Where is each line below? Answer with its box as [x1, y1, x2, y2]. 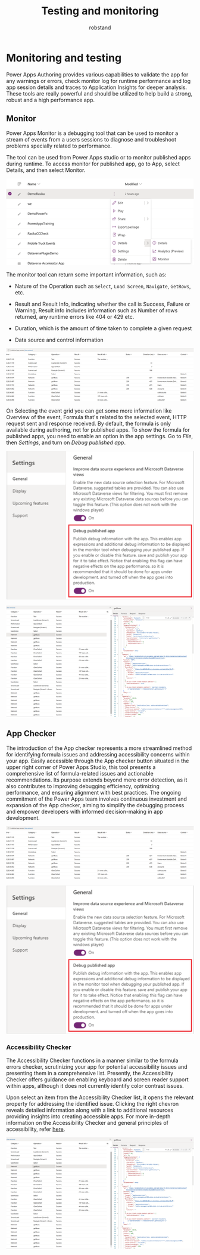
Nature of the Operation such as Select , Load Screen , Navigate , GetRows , [14, 282, 191, 290]
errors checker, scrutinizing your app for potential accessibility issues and [6, 1063, 187, 1070]
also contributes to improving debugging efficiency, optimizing [6, 782, 160, 789]
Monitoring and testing [6, 51, 122, 64]
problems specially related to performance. [6, 142, 112, 149]
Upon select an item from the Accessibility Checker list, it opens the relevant [6, 1094, 194, 1101]
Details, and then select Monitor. [6, 166, 86, 174]
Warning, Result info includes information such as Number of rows [14, 307, 178, 314]
